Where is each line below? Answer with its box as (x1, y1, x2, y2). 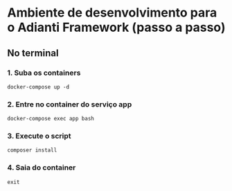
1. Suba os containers (7, 68, 81, 78)
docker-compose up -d (7, 83, 70, 91)
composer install (7, 147, 57, 154)
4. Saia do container (7, 163, 76, 172)
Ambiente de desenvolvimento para (7, 5, 217, 21)
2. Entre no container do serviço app (7, 99, 132, 109)
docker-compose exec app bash (7, 116, 95, 122)
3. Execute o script (7, 131, 71, 141)
